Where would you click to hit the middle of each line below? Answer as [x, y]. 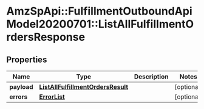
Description [151, 76]
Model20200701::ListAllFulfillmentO [100, 24]
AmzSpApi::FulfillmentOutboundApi [99, 11]
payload [21, 87]
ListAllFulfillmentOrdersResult [84, 87]
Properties [27, 59]
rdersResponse [46, 37]
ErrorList [52, 97]
